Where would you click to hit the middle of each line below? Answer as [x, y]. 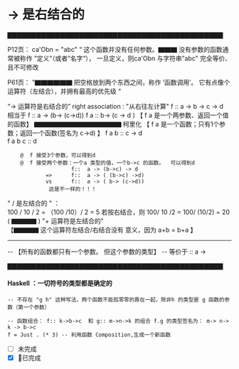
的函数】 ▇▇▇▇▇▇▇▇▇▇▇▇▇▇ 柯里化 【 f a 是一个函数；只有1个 [113, 124]
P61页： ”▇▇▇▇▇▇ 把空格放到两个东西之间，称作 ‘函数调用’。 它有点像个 [119, 82]
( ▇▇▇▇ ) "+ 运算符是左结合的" [56, 220]
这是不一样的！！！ [73, 189]
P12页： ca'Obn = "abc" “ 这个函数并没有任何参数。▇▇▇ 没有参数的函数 [115, 49]
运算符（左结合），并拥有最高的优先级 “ [64, 91]
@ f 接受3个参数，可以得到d [58, 155]
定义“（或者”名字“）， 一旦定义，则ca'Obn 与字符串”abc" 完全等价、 [134, 58]
